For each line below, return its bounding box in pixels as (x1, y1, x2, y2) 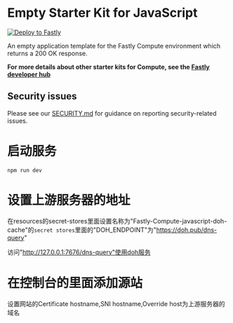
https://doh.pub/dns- (156, 226, 218, 234)
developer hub (7, 70, 51, 78)
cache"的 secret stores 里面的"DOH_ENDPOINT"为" (7, 226, 157, 234)
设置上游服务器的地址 (7, 192, 131, 208)
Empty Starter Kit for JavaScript (7, 5, 198, 21)
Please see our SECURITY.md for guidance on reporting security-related (7, 109, 217, 117)
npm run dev (7, 167, 42, 174)
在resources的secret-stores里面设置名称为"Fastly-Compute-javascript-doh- (7, 217, 227, 225)
